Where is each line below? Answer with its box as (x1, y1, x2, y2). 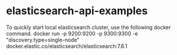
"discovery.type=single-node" (6, 36, 80, 43)
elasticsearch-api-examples (6, 4, 148, 18)
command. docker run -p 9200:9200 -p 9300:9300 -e (6, 30, 139, 37)
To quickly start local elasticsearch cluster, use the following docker (6, 24, 171, 31)
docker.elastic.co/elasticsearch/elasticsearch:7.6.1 (6, 43, 128, 50)
